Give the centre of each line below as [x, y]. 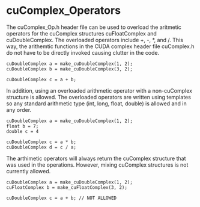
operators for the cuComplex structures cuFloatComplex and [82, 33]
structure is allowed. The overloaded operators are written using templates [98, 97]
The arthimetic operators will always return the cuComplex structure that [96, 158]
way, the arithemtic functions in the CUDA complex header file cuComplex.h [100, 46]
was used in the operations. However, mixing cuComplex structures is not [97, 165]
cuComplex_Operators [64, 11]
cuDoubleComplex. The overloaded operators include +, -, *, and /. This [95, 40]
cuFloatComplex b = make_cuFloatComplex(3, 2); [67, 187]
